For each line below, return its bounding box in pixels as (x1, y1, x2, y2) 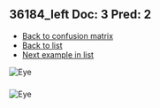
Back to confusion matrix (21, 30, 113, 41)
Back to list (21, 40, 63, 50)
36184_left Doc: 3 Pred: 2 (9, 7, 152, 22)
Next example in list (21, 49, 95, 60)
